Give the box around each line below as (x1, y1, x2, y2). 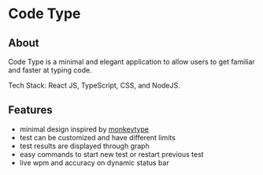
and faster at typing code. (8, 65, 92, 75)
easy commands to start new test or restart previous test (19, 149, 204, 158)
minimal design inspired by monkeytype (19, 124, 150, 134)
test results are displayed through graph (19, 141, 150, 151)
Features (8, 103, 53, 117)
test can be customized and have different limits (19, 132, 176, 142)
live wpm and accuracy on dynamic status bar (19, 158, 169, 167)
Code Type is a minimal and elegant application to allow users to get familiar (8, 57, 256, 66)
